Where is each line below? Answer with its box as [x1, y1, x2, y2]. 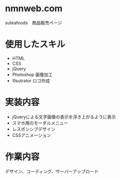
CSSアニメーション [12, 132, 51, 138]
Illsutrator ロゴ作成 [12, 77, 50, 83]
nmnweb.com [5, 3, 63, 14]
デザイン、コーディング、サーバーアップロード [5, 168, 99, 174]
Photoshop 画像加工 [12, 72, 53, 77]
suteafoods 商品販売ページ [5, 20, 62, 26]
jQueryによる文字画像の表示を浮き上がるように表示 [12, 114, 116, 120]
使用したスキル [5, 39, 66, 50]
